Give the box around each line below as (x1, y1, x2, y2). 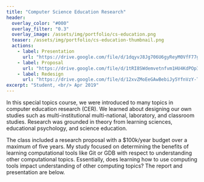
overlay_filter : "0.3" (12, 25, 69, 32)
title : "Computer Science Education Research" (6, 8, 126, 15)
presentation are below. (6, 169, 66, 176)
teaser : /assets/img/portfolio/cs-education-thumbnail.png (12, 37, 165, 43)
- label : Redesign (17, 71, 64, 77)
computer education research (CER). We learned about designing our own (6, 106, 192, 112)
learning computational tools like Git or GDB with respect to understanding (6, 149, 192, 157)
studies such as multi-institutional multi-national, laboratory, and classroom (6, 112, 195, 119)
